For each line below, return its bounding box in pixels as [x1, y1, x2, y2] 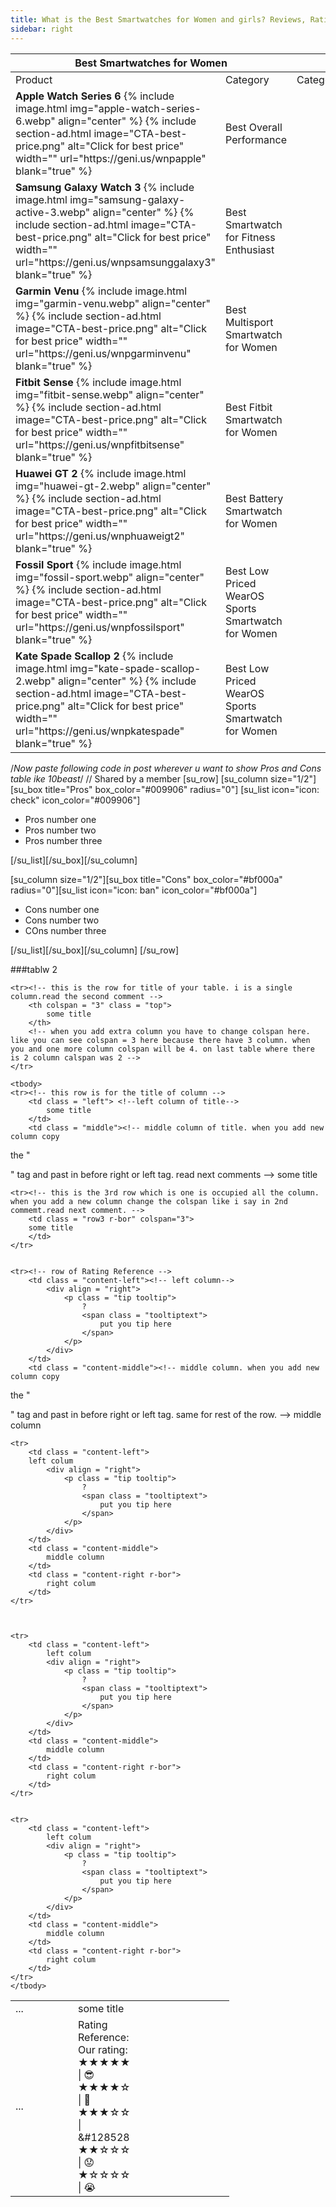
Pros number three [24, 834, 103, 846]
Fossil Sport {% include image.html [15, 557, 182, 571]
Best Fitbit [225, 400, 273, 414]
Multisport [225, 315, 274, 329]
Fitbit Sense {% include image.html [15, 375, 182, 389]
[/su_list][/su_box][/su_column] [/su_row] [10, 944, 179, 956]
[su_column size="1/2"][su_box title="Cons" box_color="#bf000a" [10, 873, 283, 885]
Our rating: [78, 2042, 128, 2056]
